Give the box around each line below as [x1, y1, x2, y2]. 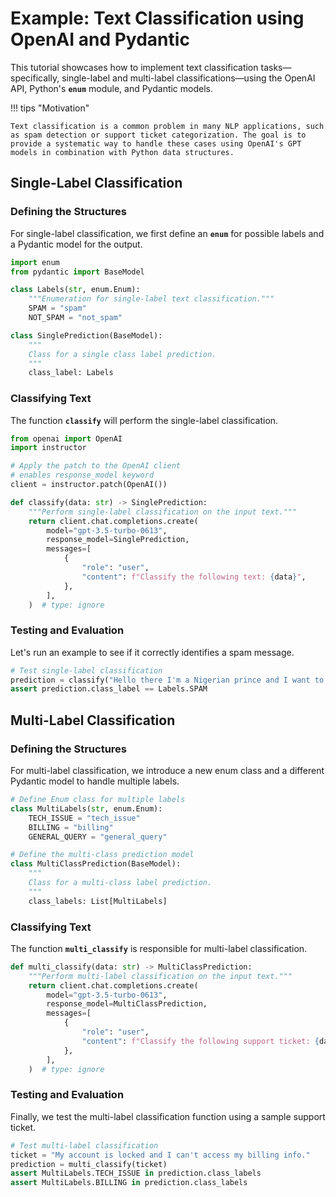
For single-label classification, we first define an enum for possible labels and [10, 227, 325, 239]
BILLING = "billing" [28, 822, 114, 832]
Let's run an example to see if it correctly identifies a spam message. [10, 646, 295, 658]
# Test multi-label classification [10, 1140, 159, 1151]
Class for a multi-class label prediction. [28, 878, 213, 888]
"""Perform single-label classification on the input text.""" [28, 507, 298, 517]
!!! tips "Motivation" [10, 102, 90, 114]
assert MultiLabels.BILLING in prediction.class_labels [10, 1178, 248, 1188]
